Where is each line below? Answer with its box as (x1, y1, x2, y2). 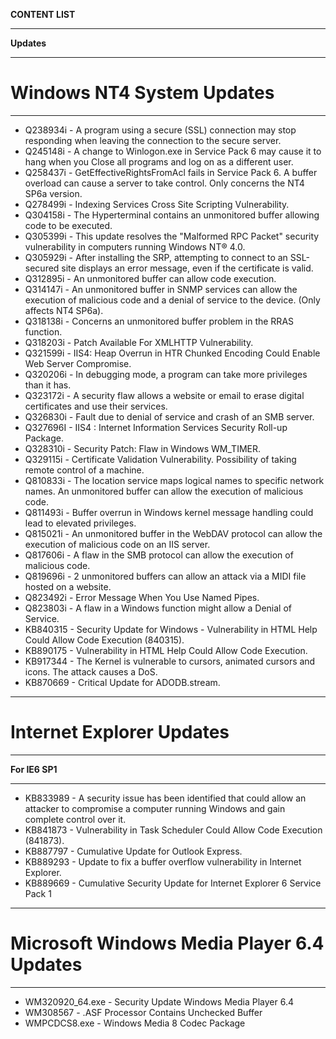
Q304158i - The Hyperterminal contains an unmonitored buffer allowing (24, 209, 320, 221)
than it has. (24, 379, 72, 391)
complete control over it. (24, 813, 127, 825)
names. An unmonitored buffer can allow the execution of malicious (24, 485, 304, 497)
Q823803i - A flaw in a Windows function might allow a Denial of (24, 602, 292, 614)
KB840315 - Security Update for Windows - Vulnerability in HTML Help (24, 623, 318, 635)
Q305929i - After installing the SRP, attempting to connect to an (24, 251, 288, 263)
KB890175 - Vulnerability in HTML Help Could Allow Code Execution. (24, 644, 308, 656)
